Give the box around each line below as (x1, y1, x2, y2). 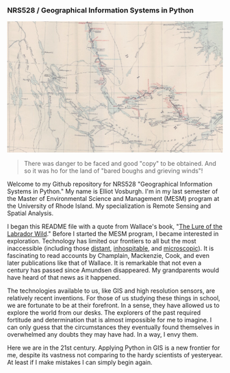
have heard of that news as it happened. (7, 273, 121, 281)
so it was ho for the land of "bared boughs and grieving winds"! (23, 167, 203, 175)
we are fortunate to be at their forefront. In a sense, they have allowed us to (7, 301, 220, 309)
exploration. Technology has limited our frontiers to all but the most (7, 237, 196, 245)
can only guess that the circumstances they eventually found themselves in (7, 323, 220, 331)
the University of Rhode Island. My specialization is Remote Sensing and (7, 202, 212, 210)
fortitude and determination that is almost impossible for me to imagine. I (7, 315, 212, 324)
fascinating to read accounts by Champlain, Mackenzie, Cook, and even (7, 251, 210, 259)
